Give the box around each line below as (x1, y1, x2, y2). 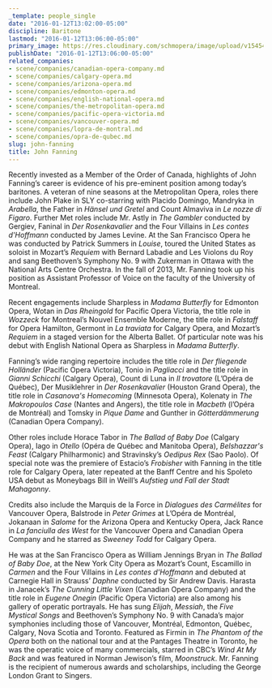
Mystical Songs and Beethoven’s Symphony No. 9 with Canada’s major (8, 610, 244, 621)
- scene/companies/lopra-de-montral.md (8, 125, 143, 133)
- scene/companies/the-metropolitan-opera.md (8, 102, 164, 110)
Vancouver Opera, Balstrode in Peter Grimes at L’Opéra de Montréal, (8, 509, 236, 518)
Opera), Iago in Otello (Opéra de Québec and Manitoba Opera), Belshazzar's (8, 441, 264, 451)
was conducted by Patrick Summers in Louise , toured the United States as (8, 239, 257, 248)
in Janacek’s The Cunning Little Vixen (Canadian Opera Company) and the (8, 585, 257, 595)
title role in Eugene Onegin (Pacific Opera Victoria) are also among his (8, 593, 241, 603)
